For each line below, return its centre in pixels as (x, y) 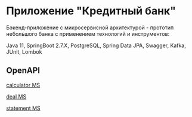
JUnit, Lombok (24, 51)
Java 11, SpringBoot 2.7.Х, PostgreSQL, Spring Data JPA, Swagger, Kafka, (96, 45)
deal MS (16, 96)
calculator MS (23, 85)
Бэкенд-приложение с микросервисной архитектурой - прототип (90, 27)
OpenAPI (23, 71)
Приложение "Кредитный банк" (91, 11)
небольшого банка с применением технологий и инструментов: (88, 33)
